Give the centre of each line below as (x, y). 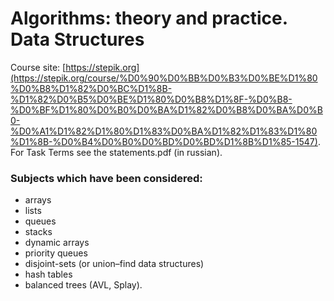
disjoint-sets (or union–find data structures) (114, 264)
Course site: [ (38, 67)
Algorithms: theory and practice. (149, 18)
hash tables (48, 274)
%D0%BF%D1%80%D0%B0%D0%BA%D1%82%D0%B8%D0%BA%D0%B (166, 109)
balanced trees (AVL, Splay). (83, 285)
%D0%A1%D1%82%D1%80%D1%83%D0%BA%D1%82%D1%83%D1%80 (164, 131)
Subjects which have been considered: (106, 178)
